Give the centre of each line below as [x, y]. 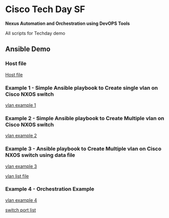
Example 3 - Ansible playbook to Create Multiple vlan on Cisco [83, 149]
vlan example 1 [21, 105]
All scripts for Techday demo [35, 33]
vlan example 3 [21, 166]
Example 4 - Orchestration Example [50, 189]
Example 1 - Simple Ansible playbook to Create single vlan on [82, 88]
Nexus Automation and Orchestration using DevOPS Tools [68, 23]
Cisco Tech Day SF [45, 9]
